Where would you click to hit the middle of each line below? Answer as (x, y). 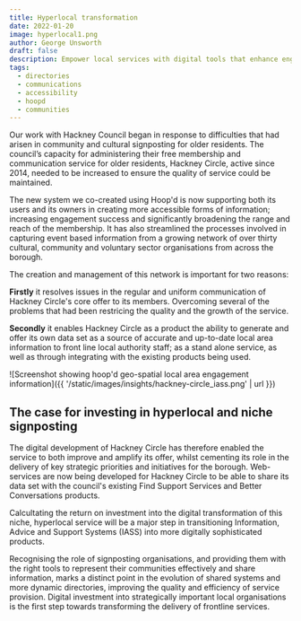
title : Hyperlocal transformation (74, 17)
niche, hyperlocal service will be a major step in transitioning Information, (145, 522)
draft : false (34, 51)
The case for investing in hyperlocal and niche (141, 412)
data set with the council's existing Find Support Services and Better (136, 486)
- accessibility (47, 92)
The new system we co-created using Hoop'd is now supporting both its (142, 200)
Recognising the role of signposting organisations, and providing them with (148, 559)
